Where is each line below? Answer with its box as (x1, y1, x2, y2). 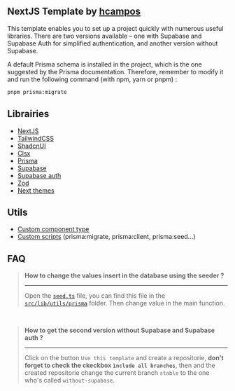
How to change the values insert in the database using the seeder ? (24, 271, 225, 280)
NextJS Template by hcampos (7, 6, 141, 18)
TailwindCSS (17, 134, 55, 142)
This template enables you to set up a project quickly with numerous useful (7, 24, 224, 32)
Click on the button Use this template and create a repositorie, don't (24, 354, 224, 362)
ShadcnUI (17, 142, 46, 150)
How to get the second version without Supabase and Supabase (24, 326, 215, 335)
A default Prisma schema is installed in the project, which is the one (7, 60, 202, 69)
